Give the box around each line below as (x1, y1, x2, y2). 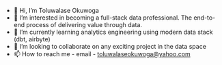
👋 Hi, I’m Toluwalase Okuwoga (13, 7, 99, 14)
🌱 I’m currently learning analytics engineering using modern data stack (13, 28, 213, 36)
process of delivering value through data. (26, 21, 142, 28)
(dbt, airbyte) (13, 35, 51, 43)
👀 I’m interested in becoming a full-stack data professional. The (13, 14, 193, 22)
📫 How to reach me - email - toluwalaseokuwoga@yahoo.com (13, 50, 191, 58)
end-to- (193, 14, 216, 22)
